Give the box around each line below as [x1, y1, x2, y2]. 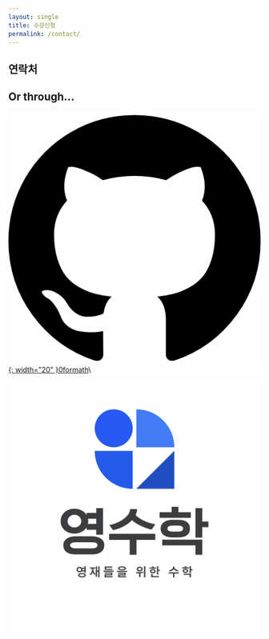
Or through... [8, 90, 74, 104]
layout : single [8, 13, 59, 21]
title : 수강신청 [8, 21, 56, 30]
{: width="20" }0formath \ [8, 365, 91, 374]
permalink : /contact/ [8, 30, 81, 38]
